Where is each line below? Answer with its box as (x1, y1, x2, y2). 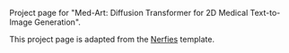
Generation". (34, 17, 81, 27)
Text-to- (250, 8, 281, 18)
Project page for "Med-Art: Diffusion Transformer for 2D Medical (9, 8, 249, 18)
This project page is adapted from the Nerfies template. (9, 34, 215, 44)
